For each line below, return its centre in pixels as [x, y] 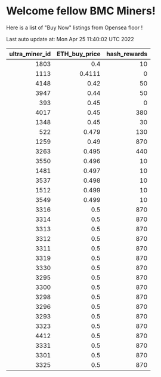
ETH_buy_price [78, 54]
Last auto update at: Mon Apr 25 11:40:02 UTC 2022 [70, 39]
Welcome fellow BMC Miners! [81, 11]
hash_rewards [127, 54]
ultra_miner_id [30, 54]
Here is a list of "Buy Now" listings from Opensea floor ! [75, 27]
